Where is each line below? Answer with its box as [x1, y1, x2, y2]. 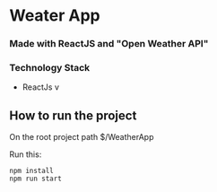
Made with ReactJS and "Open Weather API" [9, 38, 209, 50]
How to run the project [9, 108, 137, 123]
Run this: [9, 149, 42, 160]
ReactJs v [22, 82, 60, 92]
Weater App [9, 5, 100, 26]
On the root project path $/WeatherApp [9, 132, 154, 143]
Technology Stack [9, 62, 91, 74]
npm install [9, 167, 54, 176]
